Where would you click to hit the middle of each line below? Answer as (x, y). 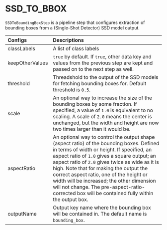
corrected (64, 193)
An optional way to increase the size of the (103, 98)
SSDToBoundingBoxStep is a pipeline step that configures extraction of (75, 22)
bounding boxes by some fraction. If (95, 104)
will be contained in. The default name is (100, 214)
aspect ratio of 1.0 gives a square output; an (104, 156)
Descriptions (68, 40)
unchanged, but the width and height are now (106, 123)
